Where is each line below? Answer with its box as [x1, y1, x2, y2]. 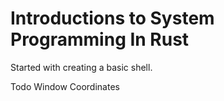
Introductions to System [10, 7, 215, 30]
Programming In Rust [10, 28, 190, 51]
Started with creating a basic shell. [10, 61, 153, 73]
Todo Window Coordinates [10, 80, 120, 92]
